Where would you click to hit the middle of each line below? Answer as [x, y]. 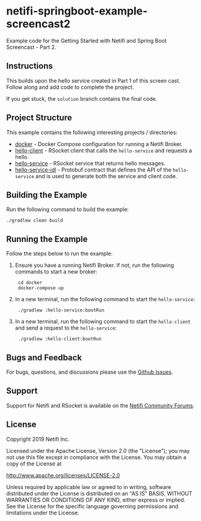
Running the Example [47, 239]
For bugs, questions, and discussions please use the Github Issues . [90, 372]
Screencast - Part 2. [31, 47]
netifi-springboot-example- [77, 11]
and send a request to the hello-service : [66, 328]
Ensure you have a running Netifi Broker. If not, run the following [94, 265]
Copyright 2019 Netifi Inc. [38, 439]
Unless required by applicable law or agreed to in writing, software [89, 487]
